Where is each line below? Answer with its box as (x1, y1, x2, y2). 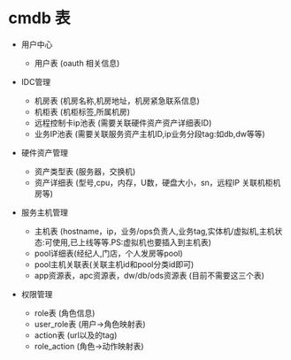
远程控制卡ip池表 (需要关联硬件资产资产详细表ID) (34, 117, 212, 128)
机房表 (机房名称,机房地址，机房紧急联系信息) (34, 95, 200, 106)
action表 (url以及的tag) (34, 329, 118, 341)
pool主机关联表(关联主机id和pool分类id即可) (34, 258, 195, 270)
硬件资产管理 (20, 147, 68, 157)
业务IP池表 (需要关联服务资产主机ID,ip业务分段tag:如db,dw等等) (34, 128, 266, 139)
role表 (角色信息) (34, 307, 96, 318)
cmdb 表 (8, 8, 71, 28)
